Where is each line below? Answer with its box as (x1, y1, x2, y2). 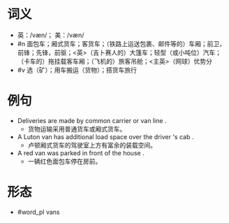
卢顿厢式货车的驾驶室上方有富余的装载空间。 (27, 141, 157, 149)
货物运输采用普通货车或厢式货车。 (27, 124, 126, 133)
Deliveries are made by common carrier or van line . (17, 116, 167, 124)
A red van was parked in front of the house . (17, 148, 145, 157)
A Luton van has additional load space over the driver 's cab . (17, 132, 194, 141)
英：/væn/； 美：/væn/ (17, 31, 84, 39)
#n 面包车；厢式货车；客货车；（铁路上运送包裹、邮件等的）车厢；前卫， (17, 39, 226, 48)
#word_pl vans (17, 208, 60, 216)
